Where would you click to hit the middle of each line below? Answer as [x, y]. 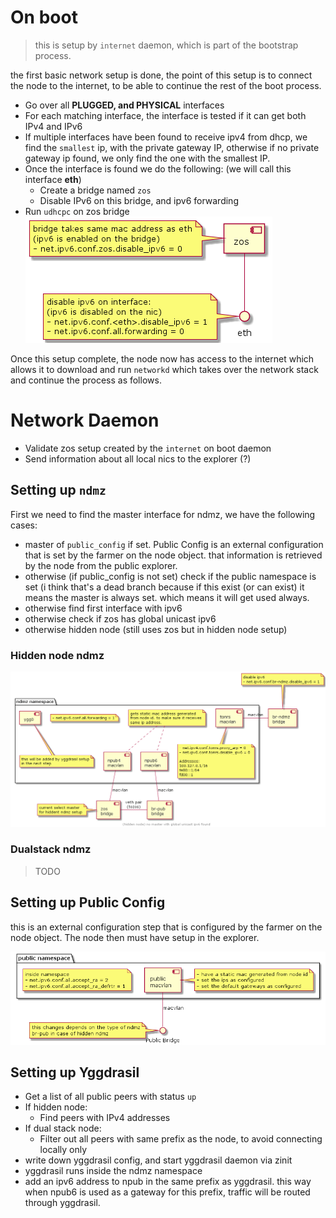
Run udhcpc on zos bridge [77, 211]
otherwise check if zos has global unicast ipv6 [120, 618]
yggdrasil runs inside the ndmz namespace [113, 1171]
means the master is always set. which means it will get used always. [167, 597]
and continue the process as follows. [86, 380]
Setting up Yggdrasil [75, 1072]
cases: [24, 525]
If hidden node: [56, 1107]
